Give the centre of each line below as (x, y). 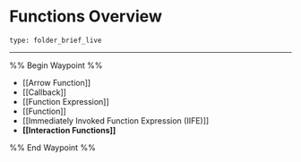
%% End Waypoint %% (52, 147)
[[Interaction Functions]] (69, 130)
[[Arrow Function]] (56, 82)
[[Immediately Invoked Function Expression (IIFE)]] (116, 120)
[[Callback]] (44, 92)
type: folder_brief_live (56, 40)
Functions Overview (86, 17)
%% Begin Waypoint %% (56, 65)
